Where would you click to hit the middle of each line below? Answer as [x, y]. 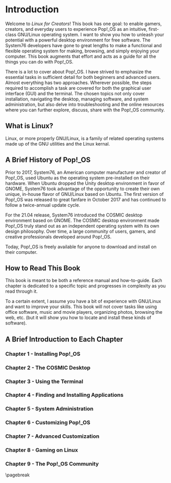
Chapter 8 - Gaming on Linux [42, 450]
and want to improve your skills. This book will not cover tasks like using [81, 307]
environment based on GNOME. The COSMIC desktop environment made [82, 220]
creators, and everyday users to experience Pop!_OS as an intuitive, [77, 29]
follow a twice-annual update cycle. [43, 205]
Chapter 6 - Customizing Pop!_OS [48, 422]
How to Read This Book [43, 268]
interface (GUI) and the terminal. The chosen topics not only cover [75, 93]
